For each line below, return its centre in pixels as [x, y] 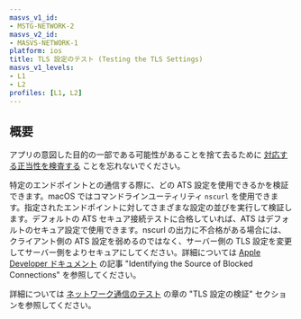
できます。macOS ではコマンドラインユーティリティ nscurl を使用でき [140, 196]
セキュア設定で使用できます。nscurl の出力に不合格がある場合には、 [160, 230]
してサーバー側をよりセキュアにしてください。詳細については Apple [135, 253]
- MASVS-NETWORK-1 [44, 43]
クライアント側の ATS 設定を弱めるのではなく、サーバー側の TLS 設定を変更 [151, 241]
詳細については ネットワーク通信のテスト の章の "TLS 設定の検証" [132, 294]
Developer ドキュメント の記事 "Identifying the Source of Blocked [132, 264]
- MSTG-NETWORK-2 [42, 26]
